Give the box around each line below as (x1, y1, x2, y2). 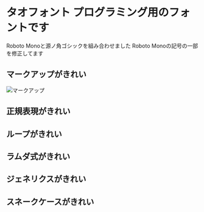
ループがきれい (6, 129, 62, 139)
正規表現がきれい (6, 106, 71, 116)
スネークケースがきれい (6, 196, 94, 207)
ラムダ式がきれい (6, 151, 71, 161)
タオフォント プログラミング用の (6, 5, 169, 19)
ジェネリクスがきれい (6, 174, 86, 185)
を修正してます (6, 49, 44, 57)
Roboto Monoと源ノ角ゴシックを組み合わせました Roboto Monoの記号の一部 (6, 42, 199, 49)
